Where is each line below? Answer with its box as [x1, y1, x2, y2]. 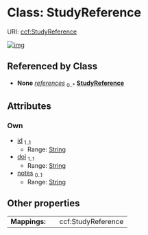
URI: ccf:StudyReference [7, 27, 77, 36]
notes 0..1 [16, 169, 42, 179]
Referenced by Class [7, 60, 98, 73]
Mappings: [10, 217, 47, 227]
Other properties [7, 197, 80, 210]
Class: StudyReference [7, 5, 142, 21]
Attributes [7, 100, 51, 112]
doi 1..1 [16, 153, 35, 162]
